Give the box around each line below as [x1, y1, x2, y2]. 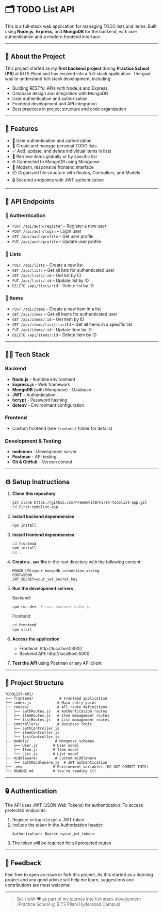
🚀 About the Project [5, 52, 65, 61]
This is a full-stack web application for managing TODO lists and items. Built [5, 23, 157, 29]
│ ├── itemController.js [5, 730, 60, 735]
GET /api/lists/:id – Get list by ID [12, 272, 81, 278]
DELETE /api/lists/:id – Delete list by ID [12, 282, 94, 288]
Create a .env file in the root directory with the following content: [12, 559, 142, 565]
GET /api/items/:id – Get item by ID [12, 316, 84, 322]
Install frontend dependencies [12, 532, 75, 537]
